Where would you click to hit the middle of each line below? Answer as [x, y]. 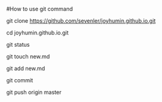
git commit [20, 80]
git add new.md [26, 68]
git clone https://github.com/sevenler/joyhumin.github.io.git [81, 21]
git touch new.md [28, 57]
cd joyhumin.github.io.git [38, 33]
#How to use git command [40, 9]
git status [18, 45]
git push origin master [34, 92]
